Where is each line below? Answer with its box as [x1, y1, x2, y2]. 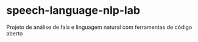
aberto [6, 29, 23, 37]
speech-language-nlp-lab [6, 4, 141, 17]
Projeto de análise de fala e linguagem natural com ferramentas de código [6, 23, 193, 31]
